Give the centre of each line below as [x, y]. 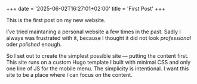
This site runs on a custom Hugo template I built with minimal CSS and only [98, 62]
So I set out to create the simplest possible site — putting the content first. [98, 56]
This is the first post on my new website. [56, 20]
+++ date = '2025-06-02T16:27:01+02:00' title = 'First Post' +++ [86, 9]
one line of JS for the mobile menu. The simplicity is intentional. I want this [98, 69]
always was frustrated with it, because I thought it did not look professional [98, 38]
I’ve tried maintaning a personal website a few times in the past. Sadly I [93, 32]
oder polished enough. [34, 44]
